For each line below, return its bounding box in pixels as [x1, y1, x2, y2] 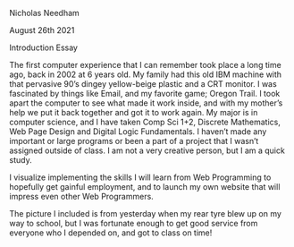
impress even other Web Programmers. [9, 192, 154, 201]
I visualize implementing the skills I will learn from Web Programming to [9, 172, 272, 183]
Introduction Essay [9, 42, 79, 53]
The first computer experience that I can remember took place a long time [9, 60, 281, 70]
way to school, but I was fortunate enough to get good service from [9, 218, 258, 228]
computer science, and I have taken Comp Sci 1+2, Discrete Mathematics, [9, 116, 281, 127]
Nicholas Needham [9, 8, 80, 18]
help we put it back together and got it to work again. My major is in [9, 107, 258, 117]
